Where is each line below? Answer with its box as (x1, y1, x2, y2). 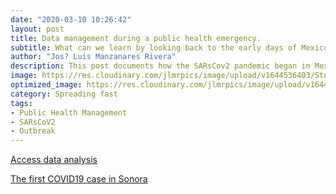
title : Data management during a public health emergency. (10, 33, 262, 43)
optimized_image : (10, 80, 83, 90)
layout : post (10, 24, 65, 34)
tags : (10, 98, 33, 108)
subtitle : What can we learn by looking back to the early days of (10, 42, 298, 53)
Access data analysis (10, 154, 98, 166)
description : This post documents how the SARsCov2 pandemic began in (10, 61, 311, 71)
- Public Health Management (10, 107, 128, 118)
